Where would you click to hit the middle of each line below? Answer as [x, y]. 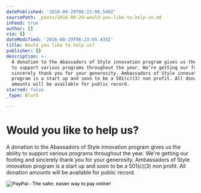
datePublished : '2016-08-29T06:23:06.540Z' [61, 12]
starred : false [25, 90]
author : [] [20, 28]
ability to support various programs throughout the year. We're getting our [98, 153]
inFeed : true [22, 23]
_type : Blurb [22, 95]
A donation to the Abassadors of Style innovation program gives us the [94, 147]
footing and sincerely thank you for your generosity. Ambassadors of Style [98, 159]
